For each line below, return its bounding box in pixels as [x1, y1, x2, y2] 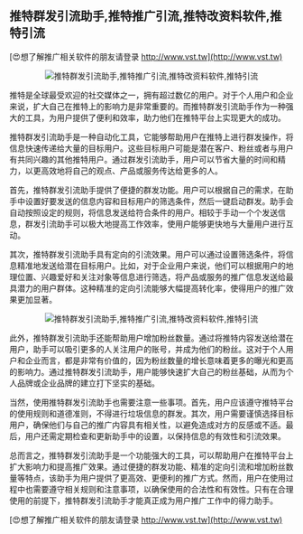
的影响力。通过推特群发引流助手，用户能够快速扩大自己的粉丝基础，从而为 [9, 366, 286, 377]
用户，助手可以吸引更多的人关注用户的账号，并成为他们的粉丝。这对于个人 [9, 343, 286, 354]
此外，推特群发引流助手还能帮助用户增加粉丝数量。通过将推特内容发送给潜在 [9, 333, 294, 343]
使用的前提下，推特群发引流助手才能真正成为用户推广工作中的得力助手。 [9, 495, 278, 506]
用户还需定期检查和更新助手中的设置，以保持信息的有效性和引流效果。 [24, 430, 286, 441]
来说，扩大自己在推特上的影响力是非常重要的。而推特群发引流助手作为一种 [9, 100, 286, 111]
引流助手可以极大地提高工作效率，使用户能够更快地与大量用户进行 [40, 218, 286, 229]
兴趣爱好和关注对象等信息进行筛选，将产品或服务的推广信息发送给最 [40, 271, 294, 282]
